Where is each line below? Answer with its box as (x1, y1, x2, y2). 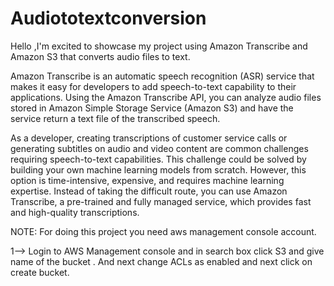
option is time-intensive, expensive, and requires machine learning (10, 174, 285, 186)
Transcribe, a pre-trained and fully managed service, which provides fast (10, 195, 312, 207)
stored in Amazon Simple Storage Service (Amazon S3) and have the (10, 102, 294, 114)
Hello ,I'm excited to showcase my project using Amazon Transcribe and (10, 40, 308, 52)
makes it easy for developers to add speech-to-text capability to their (10, 80, 297, 92)
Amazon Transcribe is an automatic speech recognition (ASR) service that (10, 70, 315, 82)
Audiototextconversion (10, 7, 207, 30)
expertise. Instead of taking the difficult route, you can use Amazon (10, 185, 288, 197)
